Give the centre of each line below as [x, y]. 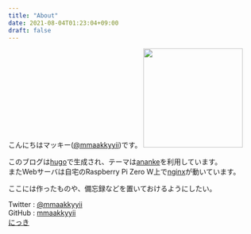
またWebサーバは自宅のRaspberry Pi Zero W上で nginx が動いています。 [124, 172]
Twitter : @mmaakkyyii [46, 205]
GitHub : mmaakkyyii [42, 213]
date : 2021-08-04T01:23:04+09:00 [64, 23]
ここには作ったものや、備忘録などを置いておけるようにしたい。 [112, 189]
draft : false [30, 30]
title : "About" [33, 15]
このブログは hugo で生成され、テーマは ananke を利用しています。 [115, 162]
